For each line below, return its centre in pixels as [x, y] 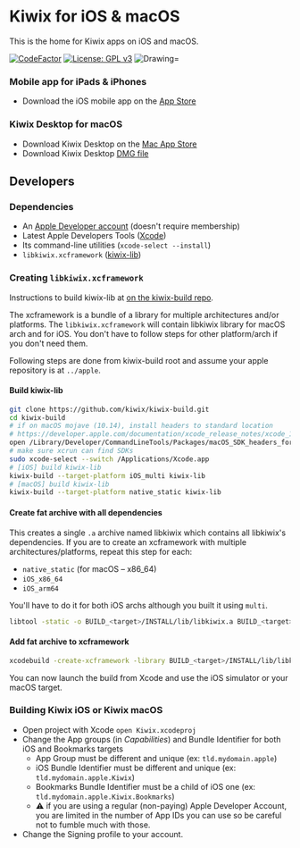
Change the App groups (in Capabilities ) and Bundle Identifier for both [151, 739]
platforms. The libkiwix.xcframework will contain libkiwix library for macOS [147, 324]
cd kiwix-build [37, 417]
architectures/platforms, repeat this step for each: [101, 551]
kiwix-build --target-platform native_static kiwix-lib [115, 492]
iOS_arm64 [41, 588]
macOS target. [36, 687]
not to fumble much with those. [93, 825]
